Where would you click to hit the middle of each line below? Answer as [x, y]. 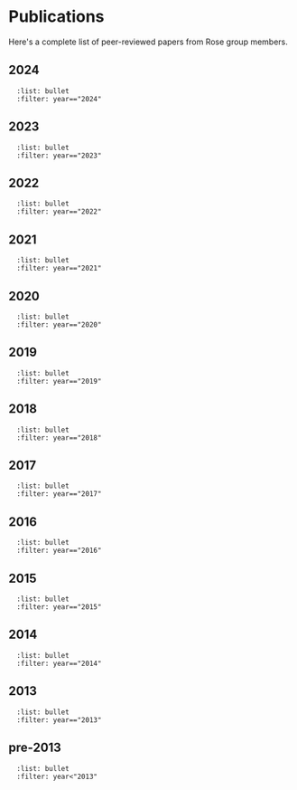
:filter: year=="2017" [59, 494]
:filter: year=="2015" [59, 607]
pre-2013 [35, 748]
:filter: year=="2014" [59, 663]
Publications [56, 17]
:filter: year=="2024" [59, 99]
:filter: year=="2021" [59, 269]
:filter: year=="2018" [59, 438]
